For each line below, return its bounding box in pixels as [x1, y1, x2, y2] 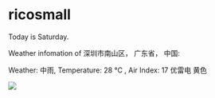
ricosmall [8, 6, 72, 24]
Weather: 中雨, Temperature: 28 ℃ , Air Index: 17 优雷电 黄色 [8, 65, 208, 75]
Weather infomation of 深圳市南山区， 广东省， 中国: [8, 48, 181, 57]
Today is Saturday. [8, 32, 69, 41]
